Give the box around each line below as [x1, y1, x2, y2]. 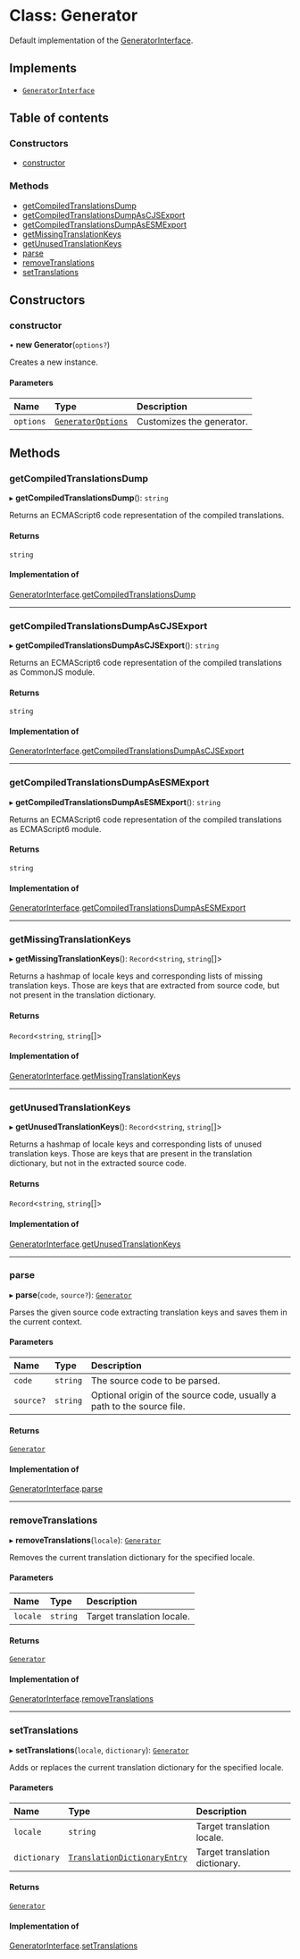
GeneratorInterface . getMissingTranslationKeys [9, 1070, 181, 1081]
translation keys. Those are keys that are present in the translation [9, 1148, 253, 1159]
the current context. [9, 1316, 83, 1327]
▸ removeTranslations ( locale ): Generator [9, 1534, 162, 1545]
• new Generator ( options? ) [9, 340, 111, 350]
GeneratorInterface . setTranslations [9, 1940, 138, 1951]
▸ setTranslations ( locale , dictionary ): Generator [9, 1745, 189, 1755]
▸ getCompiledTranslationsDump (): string [9, 492, 169, 503]
